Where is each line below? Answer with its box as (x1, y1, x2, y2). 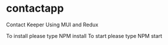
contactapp (6, 2, 64, 15)
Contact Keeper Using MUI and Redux (6, 21, 98, 28)
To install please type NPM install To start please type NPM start (6, 32, 163, 39)
